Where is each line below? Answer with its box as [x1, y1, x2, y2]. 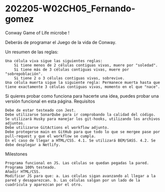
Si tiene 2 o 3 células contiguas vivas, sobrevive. [14, 76, 125, 80]
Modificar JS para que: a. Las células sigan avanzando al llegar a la [5, 173, 156, 178]
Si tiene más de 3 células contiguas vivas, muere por [14, 67, 129, 72]
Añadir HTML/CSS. [5, 169, 41, 174]
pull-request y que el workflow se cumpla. [5, 134, 96, 139]
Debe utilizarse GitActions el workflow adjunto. [5, 125, 110, 130]
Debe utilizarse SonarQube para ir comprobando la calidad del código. [5, 112, 156, 117]
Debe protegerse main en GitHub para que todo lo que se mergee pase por [5, 129, 161, 134]
